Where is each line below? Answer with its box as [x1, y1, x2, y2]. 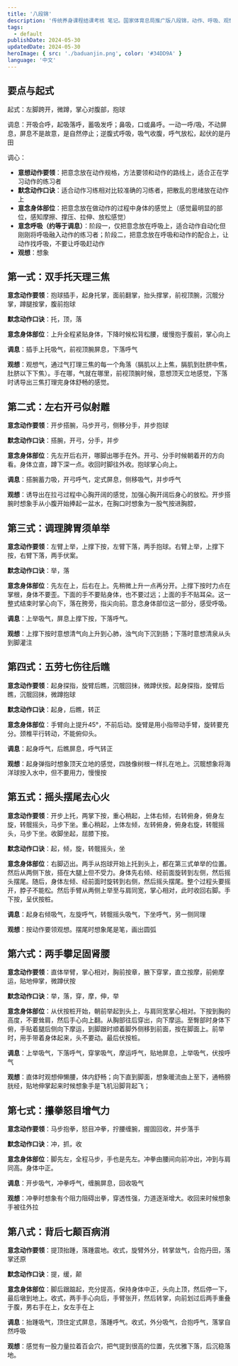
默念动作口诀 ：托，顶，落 [7, 315, 82, 323]
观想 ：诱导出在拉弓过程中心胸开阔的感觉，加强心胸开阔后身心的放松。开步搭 [7, 490, 231, 499]
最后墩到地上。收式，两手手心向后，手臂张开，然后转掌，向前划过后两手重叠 [7, 1294, 231, 1303]
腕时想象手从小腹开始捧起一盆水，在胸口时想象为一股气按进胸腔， [7, 499, 200, 508]
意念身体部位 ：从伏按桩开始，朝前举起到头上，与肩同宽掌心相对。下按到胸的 [7, 1007, 231, 1016]
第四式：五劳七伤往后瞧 [7, 661, 110, 673]
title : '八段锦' [7, 10, 52, 18]
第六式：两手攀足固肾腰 [7, 948, 110, 960]
